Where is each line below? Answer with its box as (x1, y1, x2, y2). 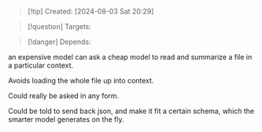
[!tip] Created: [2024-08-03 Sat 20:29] (27, 7, 154, 16)
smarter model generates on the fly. (8, 115, 124, 124)
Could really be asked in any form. (8, 91, 120, 101)
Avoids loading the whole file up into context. (8, 76, 154, 85)
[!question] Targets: (27, 22, 92, 31)
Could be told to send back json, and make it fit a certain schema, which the (8, 106, 255, 115)
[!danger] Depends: (27, 37, 91, 46)
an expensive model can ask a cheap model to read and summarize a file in (8, 53, 253, 61)
